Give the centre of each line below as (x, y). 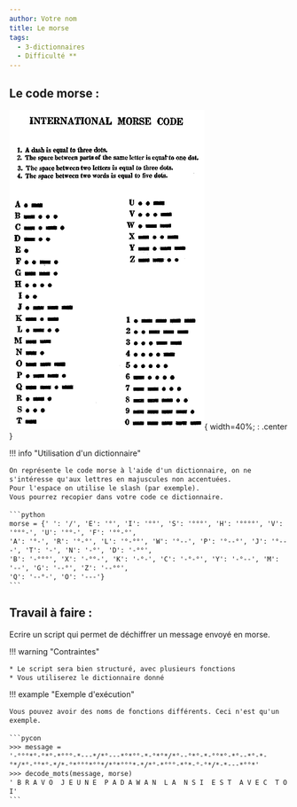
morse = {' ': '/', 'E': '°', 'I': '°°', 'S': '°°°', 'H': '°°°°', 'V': (146, 523)
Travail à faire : (51, 613)
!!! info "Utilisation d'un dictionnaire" (75, 453)
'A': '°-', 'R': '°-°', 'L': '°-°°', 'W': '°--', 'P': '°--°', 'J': (138, 541)
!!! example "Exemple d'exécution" (72, 694)
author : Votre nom (43, 19)
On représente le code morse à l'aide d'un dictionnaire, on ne (130, 470)
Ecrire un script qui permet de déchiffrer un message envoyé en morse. (140, 634)
